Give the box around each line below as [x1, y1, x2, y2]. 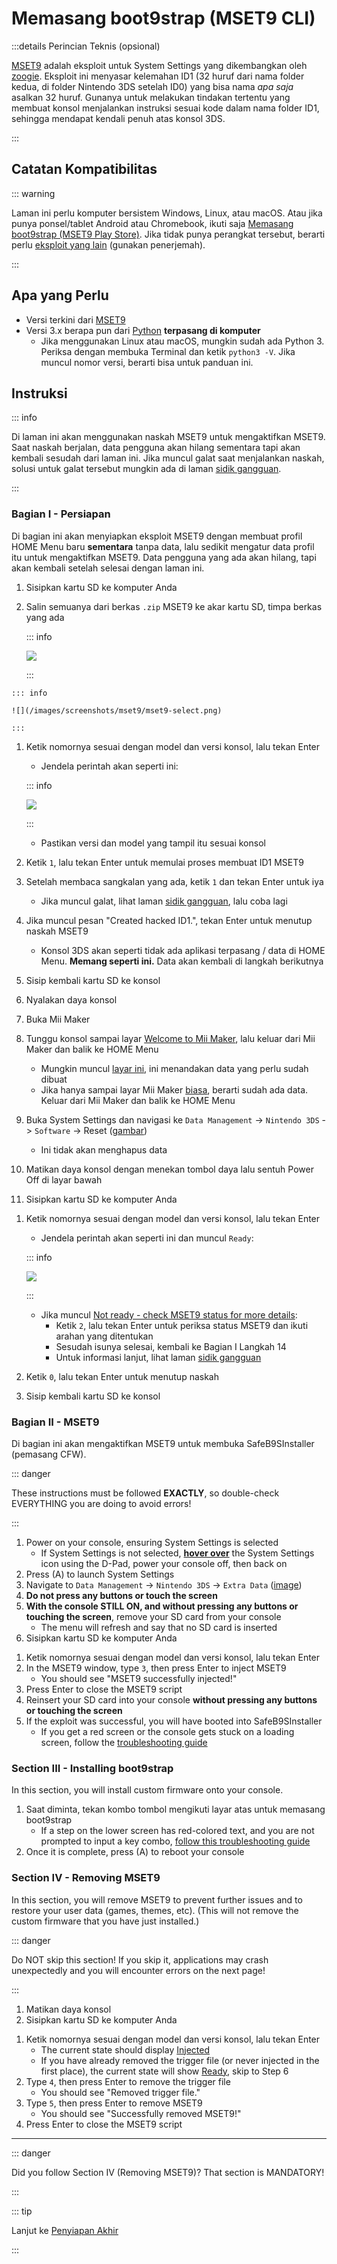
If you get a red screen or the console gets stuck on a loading [40, 1725, 295, 1737]
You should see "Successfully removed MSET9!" [40, 2107, 242, 2119]
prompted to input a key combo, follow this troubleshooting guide [40, 1835, 311, 1847]
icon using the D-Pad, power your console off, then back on [40, 1557, 288, 1569]
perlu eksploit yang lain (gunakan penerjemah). [11, 238, 206, 251]
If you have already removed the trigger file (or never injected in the [40, 2054, 320, 2066]
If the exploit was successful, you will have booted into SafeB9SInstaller [25, 1715, 323, 1727]
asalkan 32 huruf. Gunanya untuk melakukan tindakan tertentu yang [11, 91, 291, 103]
